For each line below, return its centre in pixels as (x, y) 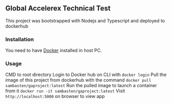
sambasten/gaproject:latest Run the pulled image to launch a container (81, 86)
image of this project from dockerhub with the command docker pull (78, 80)
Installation (20, 39)
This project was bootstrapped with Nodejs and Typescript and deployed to (85, 20)
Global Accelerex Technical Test (58, 8)
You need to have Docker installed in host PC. (54, 50)
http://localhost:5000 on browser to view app (55, 96)
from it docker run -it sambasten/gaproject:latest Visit (65, 91)
